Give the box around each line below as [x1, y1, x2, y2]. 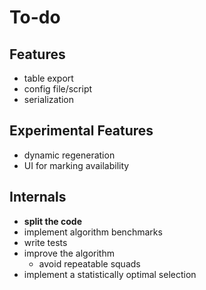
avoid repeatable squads [38, 257, 141, 270]
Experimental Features [9, 122, 154, 140]
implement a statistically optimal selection [23, 268, 197, 280]
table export [23, 72, 74, 84]
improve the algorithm [23, 247, 115, 259]
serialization [23, 94, 75, 105]
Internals [9, 189, 67, 206]
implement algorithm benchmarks [23, 226, 163, 238]
